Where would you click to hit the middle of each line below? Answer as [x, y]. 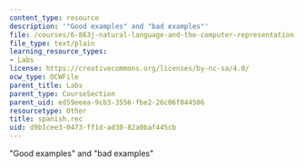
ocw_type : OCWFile [44, 77]
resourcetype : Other [49, 111]
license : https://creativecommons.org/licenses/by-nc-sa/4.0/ [129, 69]
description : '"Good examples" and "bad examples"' [109, 26]
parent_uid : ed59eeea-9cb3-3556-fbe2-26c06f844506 [107, 102]
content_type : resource [54, 18]
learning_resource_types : [58, 52]
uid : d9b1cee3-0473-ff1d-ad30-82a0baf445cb [93, 128]
